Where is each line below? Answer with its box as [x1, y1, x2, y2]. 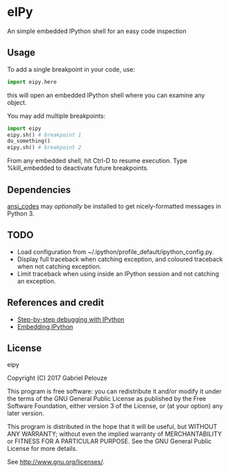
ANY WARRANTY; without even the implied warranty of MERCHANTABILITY [7, 430, 222, 438]
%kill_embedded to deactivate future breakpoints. [7, 164, 149, 172]
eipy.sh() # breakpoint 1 [7, 132, 81, 138]
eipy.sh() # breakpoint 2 [7, 144, 81, 151]
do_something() [7, 138, 51, 145]
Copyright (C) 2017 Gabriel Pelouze [7, 374, 108, 382]
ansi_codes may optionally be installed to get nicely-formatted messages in [7, 202, 222, 210]
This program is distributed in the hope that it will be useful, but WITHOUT [7, 423, 218, 431]
